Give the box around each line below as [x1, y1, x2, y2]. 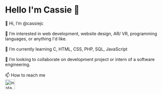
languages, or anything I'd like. [5, 36, 67, 42]
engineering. [5, 62, 31, 67]
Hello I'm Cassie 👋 [5, 4, 80, 16]
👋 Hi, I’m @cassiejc [5, 20, 44, 26]
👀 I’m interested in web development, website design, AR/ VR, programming [5, 31, 158, 36]
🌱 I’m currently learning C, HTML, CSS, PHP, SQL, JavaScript [5, 46, 128, 52]
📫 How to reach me [5, 72, 45, 78]
